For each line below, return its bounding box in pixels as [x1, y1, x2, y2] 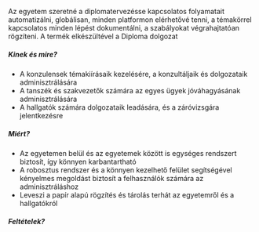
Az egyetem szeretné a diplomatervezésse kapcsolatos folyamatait [8, 7, 225, 16]
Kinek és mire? [8, 49, 57, 59]
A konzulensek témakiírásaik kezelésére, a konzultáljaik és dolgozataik [19, 69, 248, 78]
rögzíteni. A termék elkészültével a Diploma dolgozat [8, 31, 178, 41]
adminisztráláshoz [19, 182, 79, 191]
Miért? [8, 129, 31, 138]
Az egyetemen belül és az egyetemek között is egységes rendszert [19, 148, 237, 158]
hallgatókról [19, 198, 58, 208]
